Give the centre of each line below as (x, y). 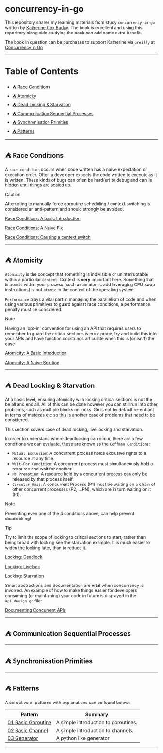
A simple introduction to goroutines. (97, 722)
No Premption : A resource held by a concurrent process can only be (80, 474)
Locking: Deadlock (24, 557)
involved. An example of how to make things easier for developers (71, 590)
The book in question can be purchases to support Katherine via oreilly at (80, 42)
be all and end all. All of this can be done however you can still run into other (81, 404)
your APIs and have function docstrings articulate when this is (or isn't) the (80, 338)
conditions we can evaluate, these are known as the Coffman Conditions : (78, 444)
